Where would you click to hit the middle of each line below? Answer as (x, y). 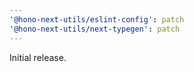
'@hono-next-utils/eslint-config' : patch (97, 19)
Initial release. (38, 57)
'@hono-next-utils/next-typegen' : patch (95, 29)
